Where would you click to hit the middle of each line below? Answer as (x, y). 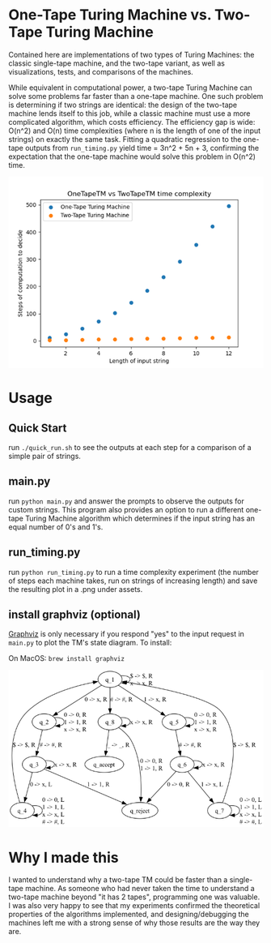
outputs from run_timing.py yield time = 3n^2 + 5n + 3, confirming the (142, 148)
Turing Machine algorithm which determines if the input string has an (140, 518)
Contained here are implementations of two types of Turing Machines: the (131, 54)
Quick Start (38, 428)
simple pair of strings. (44, 456)
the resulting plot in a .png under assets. (76, 589)
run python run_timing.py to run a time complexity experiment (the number (133, 572)
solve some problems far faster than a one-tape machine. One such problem (136, 96)
